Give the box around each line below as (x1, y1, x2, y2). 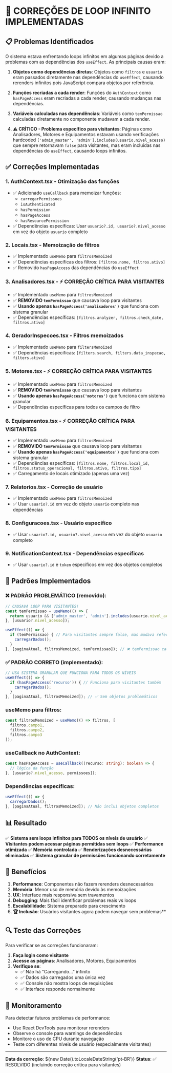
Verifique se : (12, 963, 41, 969)
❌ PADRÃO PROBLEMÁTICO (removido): (5, 592, 106, 599)
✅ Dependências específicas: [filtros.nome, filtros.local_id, (12, 460, 150, 466)
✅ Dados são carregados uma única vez (20, 974, 106, 981)
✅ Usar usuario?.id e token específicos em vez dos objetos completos (12, 561, 163, 568)
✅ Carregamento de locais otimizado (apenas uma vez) (12, 470, 130, 477)
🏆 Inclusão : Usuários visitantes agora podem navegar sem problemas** (12, 909, 166, 915)
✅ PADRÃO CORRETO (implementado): (5, 658, 103, 666)
